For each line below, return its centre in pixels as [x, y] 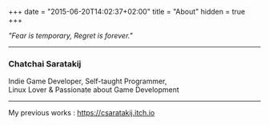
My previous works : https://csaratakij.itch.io [82, 113]
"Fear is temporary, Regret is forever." [71, 36]
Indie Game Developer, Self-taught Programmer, [88, 81]
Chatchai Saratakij [45, 63]
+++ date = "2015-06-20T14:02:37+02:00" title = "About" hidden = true [127, 12]
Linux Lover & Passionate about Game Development [94, 90]
